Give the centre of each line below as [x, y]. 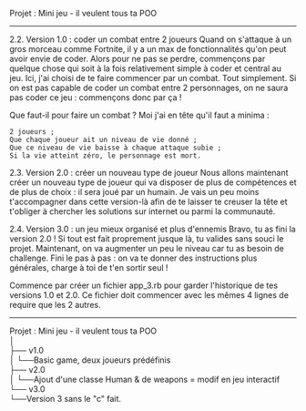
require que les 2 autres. [56, 305]
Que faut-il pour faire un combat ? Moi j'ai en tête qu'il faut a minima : [140, 115]
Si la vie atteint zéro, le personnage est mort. [106, 156]
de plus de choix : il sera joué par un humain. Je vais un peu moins [134, 192]
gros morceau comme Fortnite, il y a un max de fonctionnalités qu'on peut [148, 49]
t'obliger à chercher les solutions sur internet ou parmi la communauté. [143, 211]
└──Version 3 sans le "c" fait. [65, 399]
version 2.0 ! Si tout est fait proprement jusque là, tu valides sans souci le [147, 239]
